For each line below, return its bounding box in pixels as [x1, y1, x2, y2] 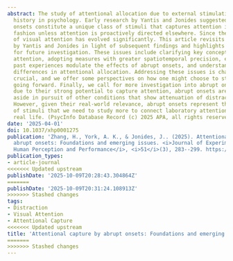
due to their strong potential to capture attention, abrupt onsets [13, 88, 216, 95]
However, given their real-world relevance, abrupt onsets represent [13, 101, 218, 108]
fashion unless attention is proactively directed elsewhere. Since [13, 29, 216, 37]
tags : [7, 198, 23, 205]
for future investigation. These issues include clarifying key [13, 49, 203, 56]
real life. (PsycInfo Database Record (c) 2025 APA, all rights [13, 113, 203, 120]
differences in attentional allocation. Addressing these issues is [13, 68, 216, 75]
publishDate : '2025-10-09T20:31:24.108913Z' [7, 185, 138, 192]
